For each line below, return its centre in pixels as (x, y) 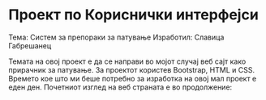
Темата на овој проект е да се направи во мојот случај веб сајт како (127, 61)
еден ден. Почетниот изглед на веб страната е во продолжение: (120, 87)
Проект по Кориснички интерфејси (134, 15)
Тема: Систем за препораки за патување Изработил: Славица (116, 37)
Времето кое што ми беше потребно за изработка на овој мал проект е (133, 78)
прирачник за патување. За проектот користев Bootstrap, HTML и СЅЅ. (132, 69)
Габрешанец (30, 45)
